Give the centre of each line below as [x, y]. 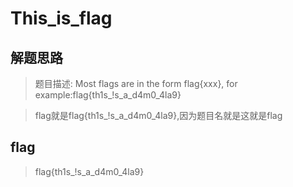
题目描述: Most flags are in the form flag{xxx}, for [136, 83]
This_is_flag [61, 18]
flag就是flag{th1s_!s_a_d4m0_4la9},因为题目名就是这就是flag [158, 115]
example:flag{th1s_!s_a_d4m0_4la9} [108, 95]
